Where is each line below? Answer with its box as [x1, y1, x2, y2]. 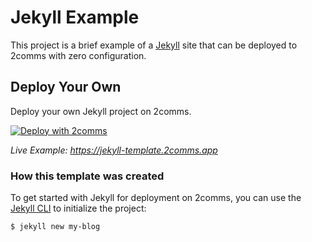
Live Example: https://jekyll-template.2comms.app [10, 144, 218, 156]
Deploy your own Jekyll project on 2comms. [10, 105, 192, 117]
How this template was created [10, 169, 165, 183]
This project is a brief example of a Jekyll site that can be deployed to [10, 39, 298, 51]
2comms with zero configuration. [10, 49, 147, 61]
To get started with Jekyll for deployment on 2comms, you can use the [10, 192, 302, 204]
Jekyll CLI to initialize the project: [10, 202, 147, 215]
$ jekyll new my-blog [10, 222, 101, 232]
